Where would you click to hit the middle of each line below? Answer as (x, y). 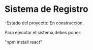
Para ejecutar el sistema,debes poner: (43, 32)
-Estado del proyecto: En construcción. (44, 23)
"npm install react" (24, 42)
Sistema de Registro (46, 9)
